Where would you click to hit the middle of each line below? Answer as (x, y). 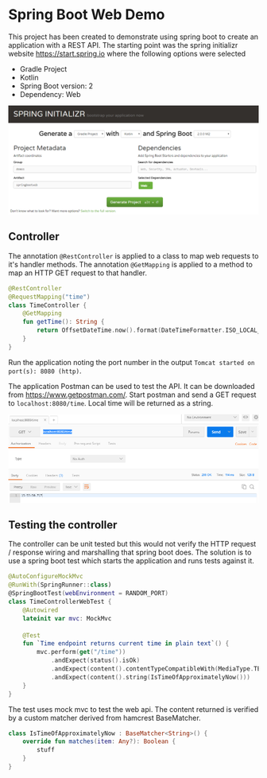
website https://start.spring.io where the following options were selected (127, 53)
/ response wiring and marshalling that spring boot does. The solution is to (130, 552)
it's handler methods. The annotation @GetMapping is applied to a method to (130, 264)
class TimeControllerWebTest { (60, 602)
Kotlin (29, 77)
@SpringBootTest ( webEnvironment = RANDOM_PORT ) (89, 593)
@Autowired (41, 610)
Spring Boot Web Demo (87, 15)
